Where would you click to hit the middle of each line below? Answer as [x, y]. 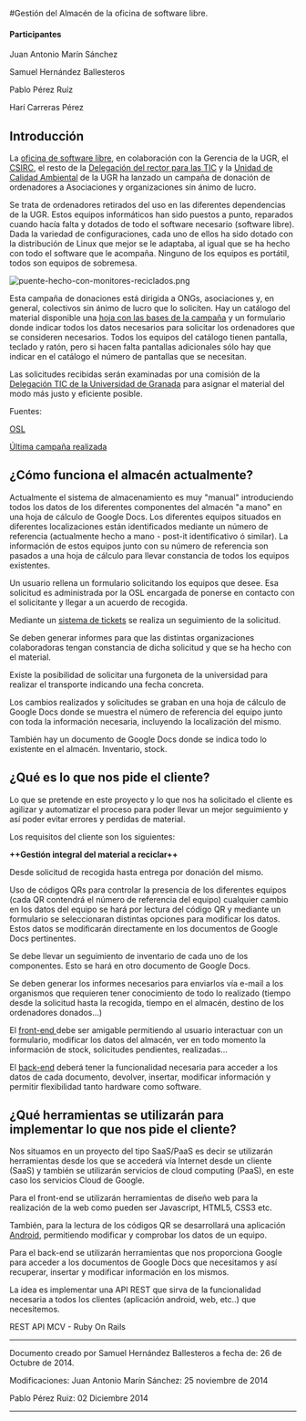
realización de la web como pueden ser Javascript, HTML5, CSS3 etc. [141, 1207]
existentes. [30, 565]
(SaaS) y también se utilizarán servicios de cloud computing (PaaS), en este [152, 1171]
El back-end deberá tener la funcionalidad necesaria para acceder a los [144, 1067]
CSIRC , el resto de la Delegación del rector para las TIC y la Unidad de [141, 168]
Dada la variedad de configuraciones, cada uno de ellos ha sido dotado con [151, 234]
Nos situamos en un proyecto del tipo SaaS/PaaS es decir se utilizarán [141, 1151]
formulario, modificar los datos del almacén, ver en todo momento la [138, 1040]
